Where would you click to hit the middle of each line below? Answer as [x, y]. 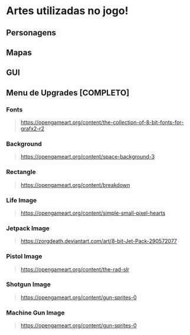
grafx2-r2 [32, 129]
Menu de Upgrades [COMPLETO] [68, 93]
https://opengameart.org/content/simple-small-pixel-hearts [93, 213]
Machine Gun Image [35, 313]
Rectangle [21, 172]
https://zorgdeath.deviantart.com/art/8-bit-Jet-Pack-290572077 [99, 241]
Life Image [22, 200]
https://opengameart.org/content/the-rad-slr [75, 269]
